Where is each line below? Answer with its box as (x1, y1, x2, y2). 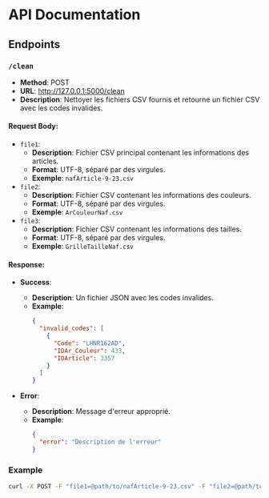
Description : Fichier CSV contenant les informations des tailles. (31, 224, 243, 234)
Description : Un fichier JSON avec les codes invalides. (31, 293, 214, 303)
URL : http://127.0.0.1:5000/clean (19, 86, 126, 95)
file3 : (19, 216, 41, 226)
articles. (31, 156, 58, 166)
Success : (19, 278, 52, 287)
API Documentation (8, 6, 141, 24)
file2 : (19, 182, 41, 191)
